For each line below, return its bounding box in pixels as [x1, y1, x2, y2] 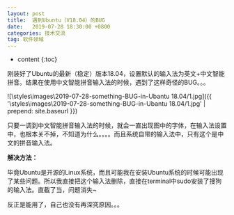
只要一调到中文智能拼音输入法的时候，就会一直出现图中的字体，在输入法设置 [7, 121, 227, 129]
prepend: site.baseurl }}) [7, 107, 78, 116]
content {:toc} [17, 55, 58, 63]
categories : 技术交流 [7, 29, 66, 37]
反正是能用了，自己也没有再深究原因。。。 [7, 200, 123, 209]
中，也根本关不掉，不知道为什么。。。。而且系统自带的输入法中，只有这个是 [7, 130, 218, 138]
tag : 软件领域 [7, 36, 44, 43]
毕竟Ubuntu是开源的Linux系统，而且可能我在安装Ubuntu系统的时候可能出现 [7, 168, 224, 177]
